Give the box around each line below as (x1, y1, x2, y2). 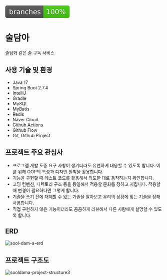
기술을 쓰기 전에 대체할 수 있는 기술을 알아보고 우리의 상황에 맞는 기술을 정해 (12, 193, 161, 200)
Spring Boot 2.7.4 (12, 84, 48, 90)
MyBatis (12, 106, 29, 112)
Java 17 (12, 79, 28, 85)
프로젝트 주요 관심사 (5, 148, 63, 157)
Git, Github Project (12, 132, 51, 138)
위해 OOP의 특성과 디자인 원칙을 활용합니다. (17, 168, 103, 175)
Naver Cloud (12, 116, 38, 122)
